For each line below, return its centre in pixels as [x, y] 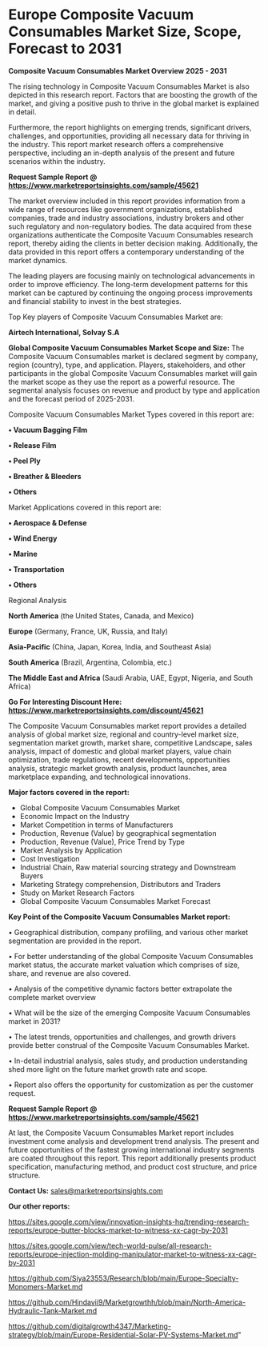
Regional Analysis [38, 600]
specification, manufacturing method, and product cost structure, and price [133, 1166]
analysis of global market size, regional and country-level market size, [124, 734]
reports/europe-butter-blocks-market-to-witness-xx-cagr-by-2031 [118, 1230]
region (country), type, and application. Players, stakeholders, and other [127, 365]
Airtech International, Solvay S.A [64, 332]
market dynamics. [38, 260]
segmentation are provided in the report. [75, 941]
